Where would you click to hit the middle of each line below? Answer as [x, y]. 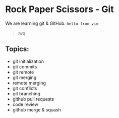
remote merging [29, 83]
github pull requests [33, 99]
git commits [25, 66]
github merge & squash [37, 109]
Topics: [17, 49]
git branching [26, 93]
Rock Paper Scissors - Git [60, 9]
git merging [24, 77]
